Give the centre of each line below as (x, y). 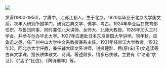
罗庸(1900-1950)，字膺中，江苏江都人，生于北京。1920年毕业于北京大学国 (81, 17)
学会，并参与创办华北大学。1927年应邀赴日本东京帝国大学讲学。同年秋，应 (81, 36)
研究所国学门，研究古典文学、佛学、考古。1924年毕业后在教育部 (92, 24)
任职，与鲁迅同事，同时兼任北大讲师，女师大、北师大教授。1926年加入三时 (82, 30)
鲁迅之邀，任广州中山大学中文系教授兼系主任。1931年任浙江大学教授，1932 (82, 42)
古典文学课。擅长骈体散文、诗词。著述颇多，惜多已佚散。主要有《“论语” (79, 54)
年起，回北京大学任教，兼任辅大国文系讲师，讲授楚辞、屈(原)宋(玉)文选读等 (82, 48)
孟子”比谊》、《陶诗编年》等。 (49, 61)
